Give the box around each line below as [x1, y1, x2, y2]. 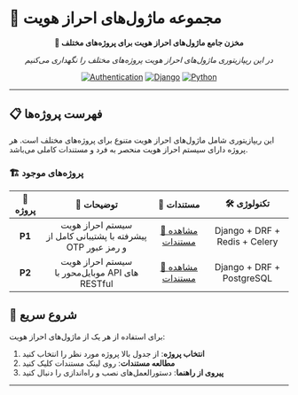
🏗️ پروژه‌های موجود [9, 167, 84, 179]
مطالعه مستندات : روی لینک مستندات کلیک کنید [21, 358, 176, 368]
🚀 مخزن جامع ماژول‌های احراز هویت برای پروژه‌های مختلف [54, 37, 244, 48]
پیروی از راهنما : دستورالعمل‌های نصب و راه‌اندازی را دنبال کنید [21, 367, 224, 377]
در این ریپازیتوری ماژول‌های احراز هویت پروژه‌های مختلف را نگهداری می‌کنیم [25, 54, 273, 65]
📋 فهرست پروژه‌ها [9, 106, 103, 122]
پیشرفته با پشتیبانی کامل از [45, 230, 147, 243]
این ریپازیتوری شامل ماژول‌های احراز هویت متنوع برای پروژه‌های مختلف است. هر [9, 135, 275, 145]
